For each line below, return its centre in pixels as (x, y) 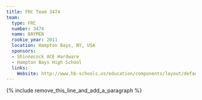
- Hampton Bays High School (47, 62)
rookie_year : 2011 (35, 40)
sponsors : (24, 51)
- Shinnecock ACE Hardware (45, 57)
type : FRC (24, 23)
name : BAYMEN (28, 34)
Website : (28, 73)
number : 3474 (28, 29)
